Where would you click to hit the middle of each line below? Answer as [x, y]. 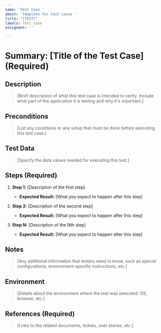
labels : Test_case [24, 23]
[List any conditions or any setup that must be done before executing [86, 128]
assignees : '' [19, 28]
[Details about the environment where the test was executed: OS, [82, 293]
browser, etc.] [31, 298]
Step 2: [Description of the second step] [52, 206]
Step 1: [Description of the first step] [48, 187]
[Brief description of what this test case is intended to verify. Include [85, 96]
